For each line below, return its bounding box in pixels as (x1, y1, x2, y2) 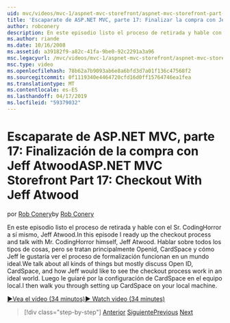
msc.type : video (7, 61, 53, 68)
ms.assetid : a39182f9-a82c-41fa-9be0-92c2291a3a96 (7, 49, 155, 56)
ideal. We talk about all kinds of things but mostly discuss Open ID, (7, 259, 194, 267)
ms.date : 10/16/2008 (7, 42, 66, 49)
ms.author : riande (7, 36, 60, 43)
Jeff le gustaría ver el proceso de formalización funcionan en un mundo (7, 252, 209, 261)
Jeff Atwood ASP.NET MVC (7, 158, 163, 174)
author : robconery (7, 23, 60, 29)
